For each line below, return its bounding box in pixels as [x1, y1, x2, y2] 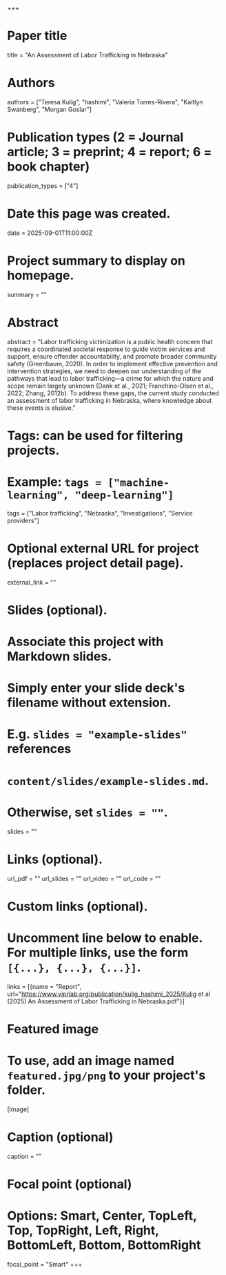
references [7, 741, 72, 757]
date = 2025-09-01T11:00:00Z [7, 229, 93, 237]
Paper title [7, 28, 68, 44]
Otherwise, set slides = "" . [7, 804, 168, 820]
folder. [7, 1082, 46, 1097]
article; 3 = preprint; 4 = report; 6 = [7, 144, 212, 160]
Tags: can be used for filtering [7, 428, 183, 443]
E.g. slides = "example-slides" [7, 726, 187, 742]
